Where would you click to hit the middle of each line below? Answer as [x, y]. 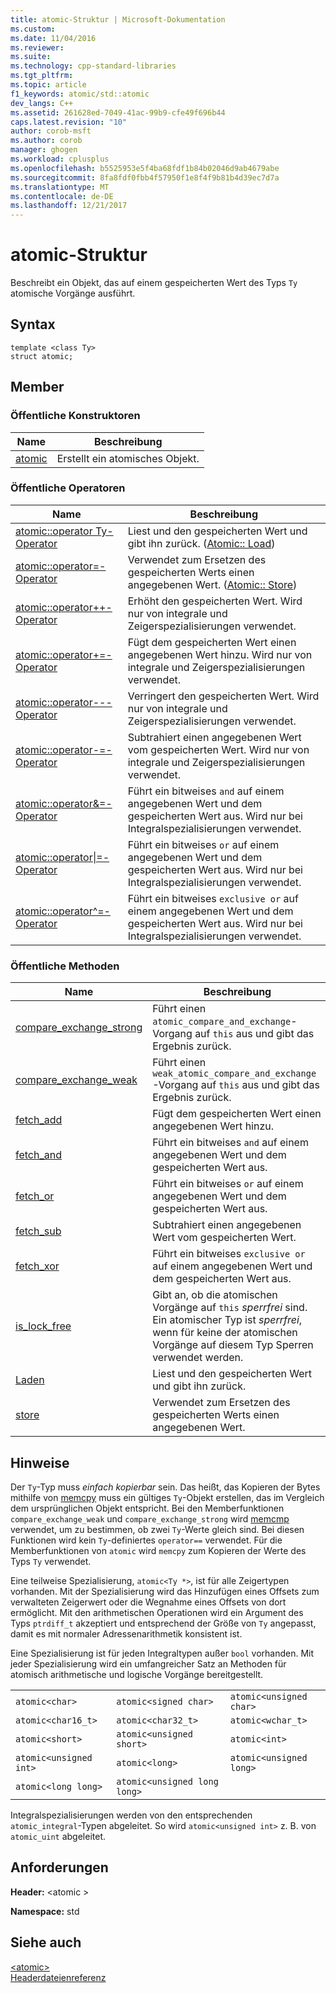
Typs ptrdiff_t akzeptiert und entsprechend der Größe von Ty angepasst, [163, 1623]
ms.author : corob [46, 141]
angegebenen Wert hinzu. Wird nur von [220, 654]
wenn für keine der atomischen [225, 1333]
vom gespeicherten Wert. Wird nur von [218, 749]
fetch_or [35, 1196]
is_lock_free [43, 1326]
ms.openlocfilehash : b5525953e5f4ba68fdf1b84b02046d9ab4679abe [145, 168]
